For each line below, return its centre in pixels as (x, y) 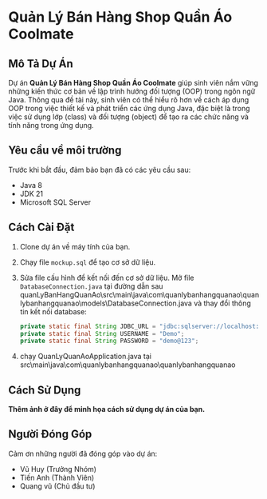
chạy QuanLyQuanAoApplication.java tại (85, 357)
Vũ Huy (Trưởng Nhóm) (58, 469)
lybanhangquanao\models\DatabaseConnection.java (106, 303)
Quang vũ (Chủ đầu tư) (57, 486)
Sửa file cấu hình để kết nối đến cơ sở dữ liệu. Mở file (107, 277)
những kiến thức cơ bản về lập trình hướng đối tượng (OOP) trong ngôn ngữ (132, 91)
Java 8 (31, 185)
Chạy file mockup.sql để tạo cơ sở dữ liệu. (88, 262)
